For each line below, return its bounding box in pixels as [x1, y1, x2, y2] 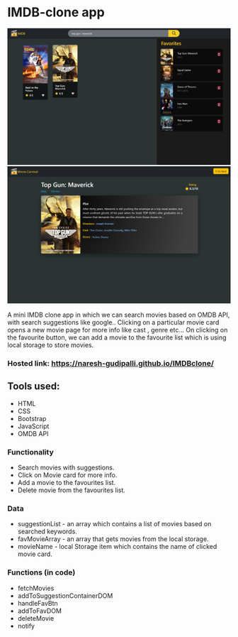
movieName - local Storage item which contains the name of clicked [17, 543, 217, 551]
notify [17, 621, 35, 630]
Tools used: [7, 381, 60, 393]
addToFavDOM [17, 606, 62, 615]
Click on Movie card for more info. [17, 471, 118, 479]
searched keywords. [17, 527, 78, 536]
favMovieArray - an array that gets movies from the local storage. [17, 535, 209, 543]
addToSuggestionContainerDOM [17, 591, 113, 600]
